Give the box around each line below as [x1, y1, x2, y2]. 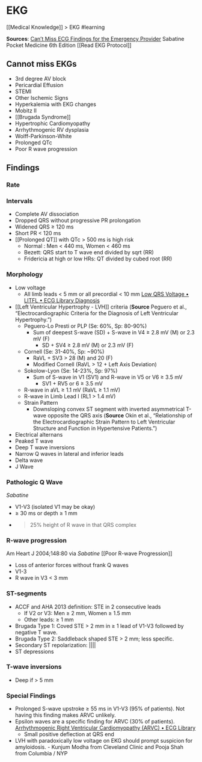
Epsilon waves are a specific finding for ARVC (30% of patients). [14, 718, 176, 725]
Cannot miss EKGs [6, 59, 77, 69]
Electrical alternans [14, 431, 63, 438]
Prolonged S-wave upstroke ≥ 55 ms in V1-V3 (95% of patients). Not [14, 705, 185, 713]
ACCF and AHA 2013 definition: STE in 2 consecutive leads [14, 603, 161, 610]
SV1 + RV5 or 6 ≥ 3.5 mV [41, 379, 103, 387]
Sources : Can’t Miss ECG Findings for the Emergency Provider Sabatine [6, 35, 185, 42]
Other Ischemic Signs [14, 94, 69, 101]
